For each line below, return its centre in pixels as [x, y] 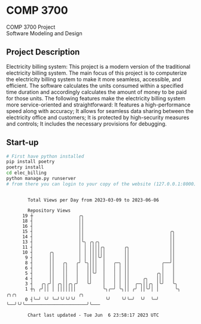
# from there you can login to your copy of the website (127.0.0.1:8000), [103, 184]
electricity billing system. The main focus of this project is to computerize [97, 73]
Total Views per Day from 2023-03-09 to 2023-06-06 [94, 200]
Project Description [43, 52]
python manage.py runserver [41, 179]
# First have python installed [45, 156]
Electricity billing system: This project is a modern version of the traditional [98, 66]
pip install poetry [31, 162]
